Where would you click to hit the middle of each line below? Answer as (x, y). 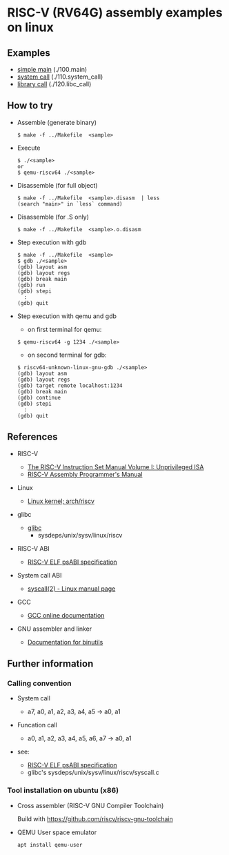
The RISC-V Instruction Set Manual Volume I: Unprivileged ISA (116, 466)
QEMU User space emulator (57, 832)
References (32, 437)
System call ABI (39, 575)
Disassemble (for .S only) (53, 217)
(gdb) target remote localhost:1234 (70, 385)
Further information (50, 664)
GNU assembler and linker (54, 629)
